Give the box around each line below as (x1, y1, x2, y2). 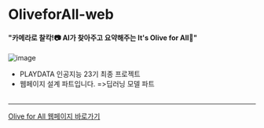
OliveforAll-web (8, 5, 114, 24)
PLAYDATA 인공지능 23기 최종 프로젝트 (19, 69, 141, 79)
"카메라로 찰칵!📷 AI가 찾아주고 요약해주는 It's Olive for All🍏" (8, 33, 198, 42)
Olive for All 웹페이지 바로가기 (8, 112, 101, 121)
